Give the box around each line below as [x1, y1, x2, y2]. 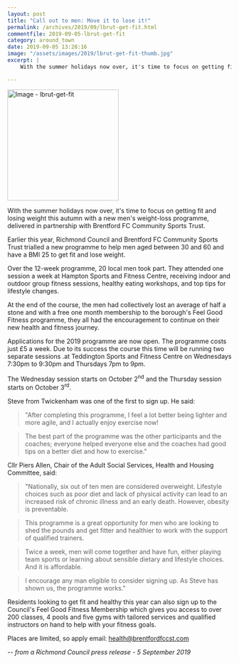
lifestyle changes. [7, 286, 59, 295]
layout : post [7, 10, 46, 18]
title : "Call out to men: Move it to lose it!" [7, 17, 152, 24]
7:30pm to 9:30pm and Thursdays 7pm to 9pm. [7, 360, 146, 368]
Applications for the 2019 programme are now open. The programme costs [7, 337, 227, 345]
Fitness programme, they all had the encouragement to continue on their [7, 316, 221, 324]
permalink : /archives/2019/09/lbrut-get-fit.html [7, 23, 158, 31]
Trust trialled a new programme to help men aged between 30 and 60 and [7, 242, 224, 251]
